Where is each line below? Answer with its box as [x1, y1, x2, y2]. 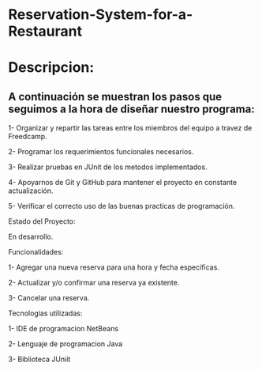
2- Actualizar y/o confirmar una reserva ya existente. [8, 278, 180, 288]
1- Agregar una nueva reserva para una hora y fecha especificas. [8, 262, 219, 272]
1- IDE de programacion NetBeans [8, 324, 119, 334]
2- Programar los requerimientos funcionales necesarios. [8, 147, 194, 157]
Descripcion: [8, 59, 95, 77]
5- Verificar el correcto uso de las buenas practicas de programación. [8, 202, 235, 211]
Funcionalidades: [8, 247, 64, 257]
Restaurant [8, 22, 83, 40]
